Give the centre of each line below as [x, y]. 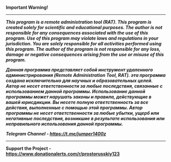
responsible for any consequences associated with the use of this [77, 33]
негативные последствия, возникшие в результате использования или [85, 118]
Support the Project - [28, 148]
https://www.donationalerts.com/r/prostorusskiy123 [63, 154]
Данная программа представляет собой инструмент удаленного [79, 70]
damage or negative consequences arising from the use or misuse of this [85, 55]
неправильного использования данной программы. [64, 124]
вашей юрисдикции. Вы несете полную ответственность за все [77, 102]
